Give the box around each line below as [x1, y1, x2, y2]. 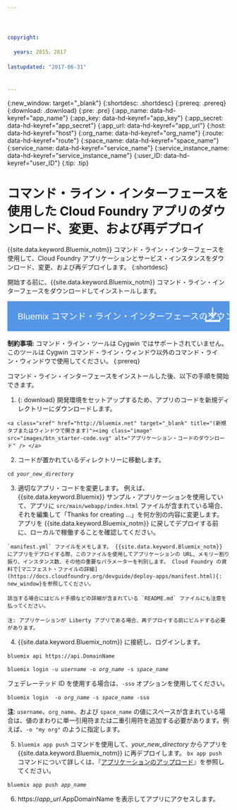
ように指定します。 [68, 725, 124, 734]
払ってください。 [7, 603, 49, 610]
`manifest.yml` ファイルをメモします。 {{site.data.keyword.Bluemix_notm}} [7, 543, 223, 550]
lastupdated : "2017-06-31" [7, 64, 87, 71]
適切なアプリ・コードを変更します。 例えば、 [17, 484, 150, 492]
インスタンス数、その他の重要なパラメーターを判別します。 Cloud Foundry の [23, 558, 222, 566]
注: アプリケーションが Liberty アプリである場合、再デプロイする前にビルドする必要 [7, 617, 226, 624]
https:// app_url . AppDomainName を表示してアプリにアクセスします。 [17, 794, 220, 804]
